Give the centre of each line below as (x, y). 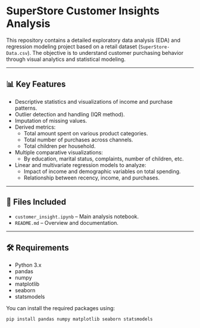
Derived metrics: (35, 127)
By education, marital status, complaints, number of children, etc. (104, 159)
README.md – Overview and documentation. (67, 222)
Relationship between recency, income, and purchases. (91, 178)
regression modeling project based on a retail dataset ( (74, 47)
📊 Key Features (36, 84)
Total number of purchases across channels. (78, 140)
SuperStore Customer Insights (83, 11)
